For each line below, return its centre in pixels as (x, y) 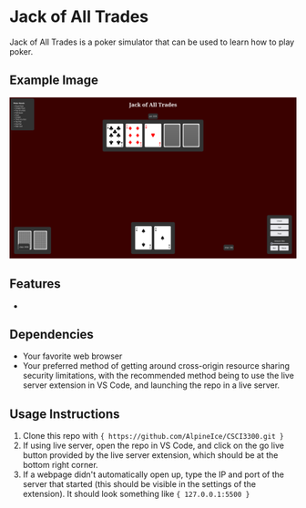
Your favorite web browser (72, 356)
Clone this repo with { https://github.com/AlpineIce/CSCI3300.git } (153, 436)
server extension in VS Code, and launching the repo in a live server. (151, 385)
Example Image (54, 81)
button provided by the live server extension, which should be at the (150, 455)
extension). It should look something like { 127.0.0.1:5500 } (136, 494)
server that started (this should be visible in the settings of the (139, 484)
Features (35, 284)
